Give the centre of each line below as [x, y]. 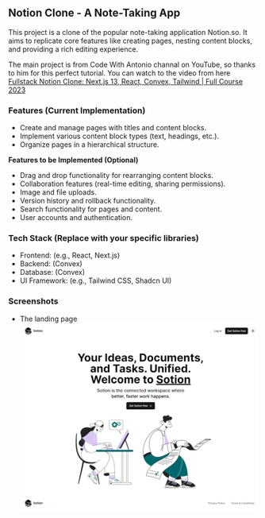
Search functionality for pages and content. [91, 209]
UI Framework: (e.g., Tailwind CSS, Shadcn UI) [96, 280]
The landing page [48, 319]
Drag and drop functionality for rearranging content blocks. [117, 176]
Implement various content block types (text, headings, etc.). [119, 136]
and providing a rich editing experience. [73, 49]
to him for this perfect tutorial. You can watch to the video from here [119, 73]
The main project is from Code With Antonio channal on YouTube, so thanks [132, 64]
